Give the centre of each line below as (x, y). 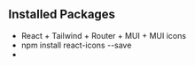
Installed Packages (62, 15)
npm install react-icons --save (76, 45)
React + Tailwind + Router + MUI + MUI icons (104, 35)
